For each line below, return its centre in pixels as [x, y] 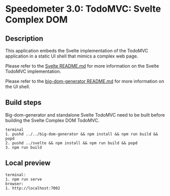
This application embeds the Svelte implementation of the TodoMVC [77, 51]
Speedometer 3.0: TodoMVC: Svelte [83, 9]
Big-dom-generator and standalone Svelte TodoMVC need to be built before [85, 115]
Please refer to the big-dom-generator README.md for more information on [85, 81]
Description [24, 38]
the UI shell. [18, 87]
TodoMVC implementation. [33, 71]
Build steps [23, 103]
